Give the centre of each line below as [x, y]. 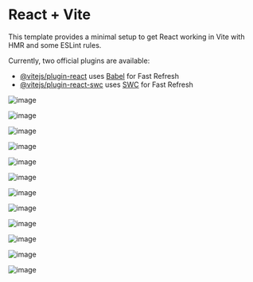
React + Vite [50, 15]
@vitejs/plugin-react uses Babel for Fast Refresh [99, 76]
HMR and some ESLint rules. [55, 45]
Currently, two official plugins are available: [79, 61]
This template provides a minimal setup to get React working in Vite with [127, 37]
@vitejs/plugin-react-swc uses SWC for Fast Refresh [106, 84]
